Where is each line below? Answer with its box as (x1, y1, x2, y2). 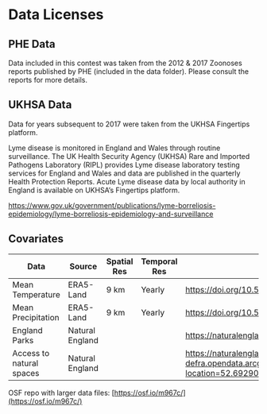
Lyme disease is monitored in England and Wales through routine (8, 143, 221, 153)
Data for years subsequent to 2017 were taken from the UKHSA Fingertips (8, 119, 250, 129)
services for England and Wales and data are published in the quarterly (8, 168, 241, 178)
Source (69, 261, 98, 272)
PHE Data (8, 37, 56, 51)
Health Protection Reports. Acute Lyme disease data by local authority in (8, 176, 246, 186)
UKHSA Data (8, 98, 72, 112)
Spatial (106, 256, 133, 267)
